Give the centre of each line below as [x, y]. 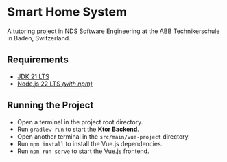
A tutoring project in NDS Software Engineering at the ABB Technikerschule [113, 31]
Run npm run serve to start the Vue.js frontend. [83, 151]
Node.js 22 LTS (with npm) [55, 84]
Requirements [38, 60]
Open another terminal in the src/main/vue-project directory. [103, 136]
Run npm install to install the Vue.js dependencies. [90, 143]
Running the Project [50, 105]
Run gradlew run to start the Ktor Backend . [78, 129]
